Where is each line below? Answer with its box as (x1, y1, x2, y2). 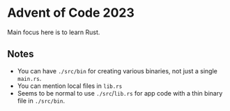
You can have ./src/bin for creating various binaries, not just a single (17, 66, 218, 75)
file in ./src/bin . (17, 96, 65, 105)
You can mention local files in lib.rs (17, 82, 123, 90)
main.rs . (17, 74, 42, 82)
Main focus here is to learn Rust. (7, 28, 100, 36)
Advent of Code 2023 (7, 5, 135, 21)
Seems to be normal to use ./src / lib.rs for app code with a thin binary (17, 89, 223, 97)
